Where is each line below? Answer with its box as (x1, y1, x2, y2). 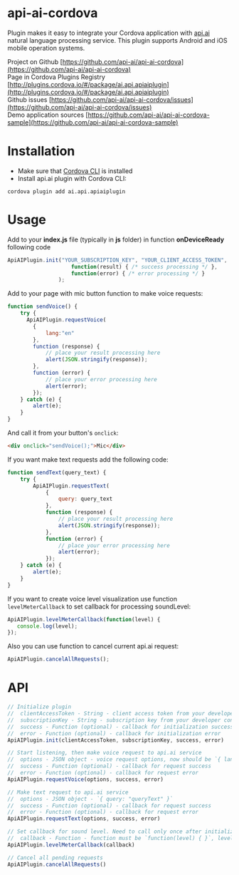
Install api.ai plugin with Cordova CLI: (17, 174, 127, 182)
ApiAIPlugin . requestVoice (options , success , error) (7, 775, 164, 783)
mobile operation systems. (7, 43, 85, 52)
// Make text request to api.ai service (7, 789, 129, 796)
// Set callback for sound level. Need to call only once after (7, 828, 202, 835)
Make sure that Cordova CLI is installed (17, 166, 133, 175)
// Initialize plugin (7, 703, 72, 710)
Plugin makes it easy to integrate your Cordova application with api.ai (7, 29, 210, 37)
